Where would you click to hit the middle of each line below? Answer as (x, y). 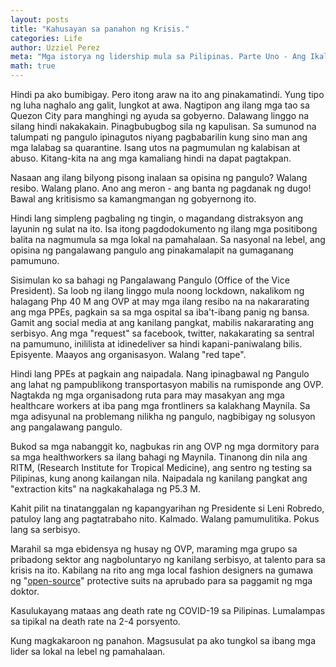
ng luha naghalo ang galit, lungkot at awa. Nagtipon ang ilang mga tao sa (160, 105)
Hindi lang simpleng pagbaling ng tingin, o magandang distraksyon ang (156, 218)
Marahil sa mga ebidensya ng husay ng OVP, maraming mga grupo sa (154, 549)
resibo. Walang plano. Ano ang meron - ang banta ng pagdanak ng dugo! (161, 188)
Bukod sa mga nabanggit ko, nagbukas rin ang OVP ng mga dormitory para (165, 446)
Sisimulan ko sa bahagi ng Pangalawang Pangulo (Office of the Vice (150, 280)
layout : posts (40, 19)
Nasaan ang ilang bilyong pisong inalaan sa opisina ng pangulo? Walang (159, 177)
